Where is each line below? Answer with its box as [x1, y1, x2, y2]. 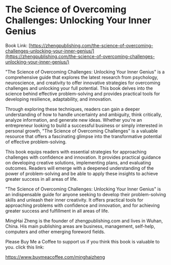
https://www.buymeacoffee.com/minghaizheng [5, 254, 105, 260]
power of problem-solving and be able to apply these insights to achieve [5, 171, 158, 177]
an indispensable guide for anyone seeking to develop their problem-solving [5, 191, 166, 197]
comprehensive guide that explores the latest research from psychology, [5, 74, 159, 80]
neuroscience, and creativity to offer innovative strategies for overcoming [5, 80, 160, 86]
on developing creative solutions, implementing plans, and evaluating [5, 159, 151, 165]
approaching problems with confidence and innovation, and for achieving [5, 202, 160, 209]
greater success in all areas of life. [5, 176, 78, 182]
